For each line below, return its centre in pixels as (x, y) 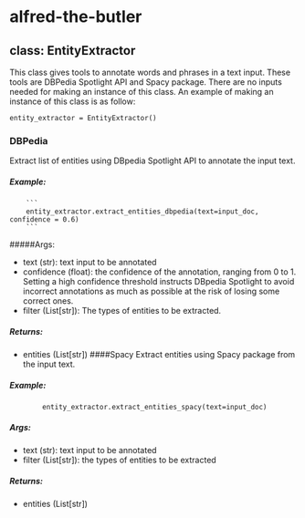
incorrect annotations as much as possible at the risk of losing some (151, 291)
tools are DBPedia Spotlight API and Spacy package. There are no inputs (146, 82)
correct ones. (48, 301)
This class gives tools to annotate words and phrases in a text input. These (150, 72)
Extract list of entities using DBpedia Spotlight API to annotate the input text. (152, 161)
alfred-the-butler (76, 17)
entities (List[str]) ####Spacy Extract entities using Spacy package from (159, 355)
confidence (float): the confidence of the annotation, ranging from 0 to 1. (159, 272)
